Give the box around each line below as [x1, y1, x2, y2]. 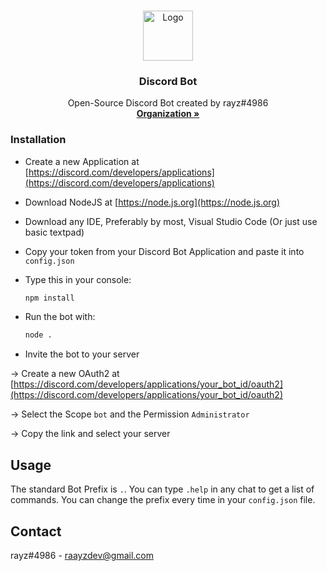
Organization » [136, 108, 200, 120]
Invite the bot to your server [24, 348, 140, 360]
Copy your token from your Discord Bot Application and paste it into [24, 245, 305, 257]
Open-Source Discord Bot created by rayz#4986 [67, 97, 269, 109]
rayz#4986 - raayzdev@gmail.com [10, 549, 154, 561]
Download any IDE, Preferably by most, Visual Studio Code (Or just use [24, 215, 318, 227]
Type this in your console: [24, 273, 132, 285]
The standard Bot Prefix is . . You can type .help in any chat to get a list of [10, 483, 315, 495]
